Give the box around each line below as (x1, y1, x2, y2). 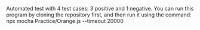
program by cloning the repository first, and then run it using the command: (6, 11, 192, 18)
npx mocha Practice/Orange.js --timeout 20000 (6, 18, 124, 24)
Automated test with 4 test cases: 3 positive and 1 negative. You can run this (6, 5, 194, 12)
